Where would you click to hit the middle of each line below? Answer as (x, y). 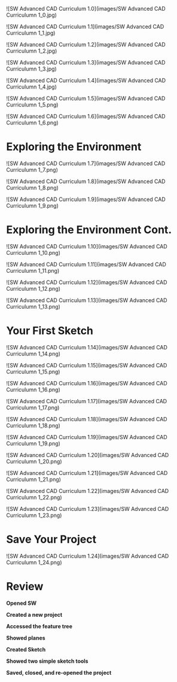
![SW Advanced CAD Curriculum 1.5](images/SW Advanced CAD (86, 98)
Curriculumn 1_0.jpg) (31, 15)
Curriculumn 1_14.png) (33, 354)
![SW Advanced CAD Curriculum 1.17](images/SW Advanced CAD (87, 401)
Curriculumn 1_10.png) (33, 252)
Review (25, 586)
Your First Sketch (50, 331)
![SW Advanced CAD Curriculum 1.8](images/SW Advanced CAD (86, 181)
